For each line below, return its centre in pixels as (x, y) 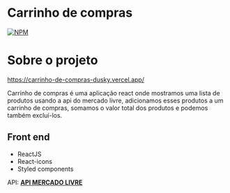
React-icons (34, 161)
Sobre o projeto (53, 60)
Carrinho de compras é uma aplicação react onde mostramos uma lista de (114, 93)
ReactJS (29, 154)
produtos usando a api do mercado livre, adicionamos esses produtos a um (115, 100)
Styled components (45, 169)
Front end (29, 137)
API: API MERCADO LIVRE (45, 182)
